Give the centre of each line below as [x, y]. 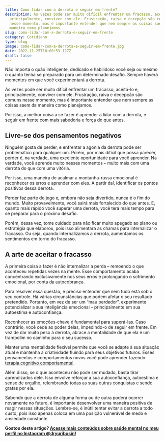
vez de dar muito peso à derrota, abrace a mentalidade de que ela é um [77, 332]
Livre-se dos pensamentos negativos [63, 135]
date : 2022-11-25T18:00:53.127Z [38, 51]
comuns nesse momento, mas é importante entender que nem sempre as [79, 100]
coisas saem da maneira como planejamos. [49, 105]
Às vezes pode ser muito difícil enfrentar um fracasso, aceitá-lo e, [72, 90]
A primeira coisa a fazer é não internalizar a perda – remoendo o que [74, 266]
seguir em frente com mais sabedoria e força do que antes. [65, 120]
